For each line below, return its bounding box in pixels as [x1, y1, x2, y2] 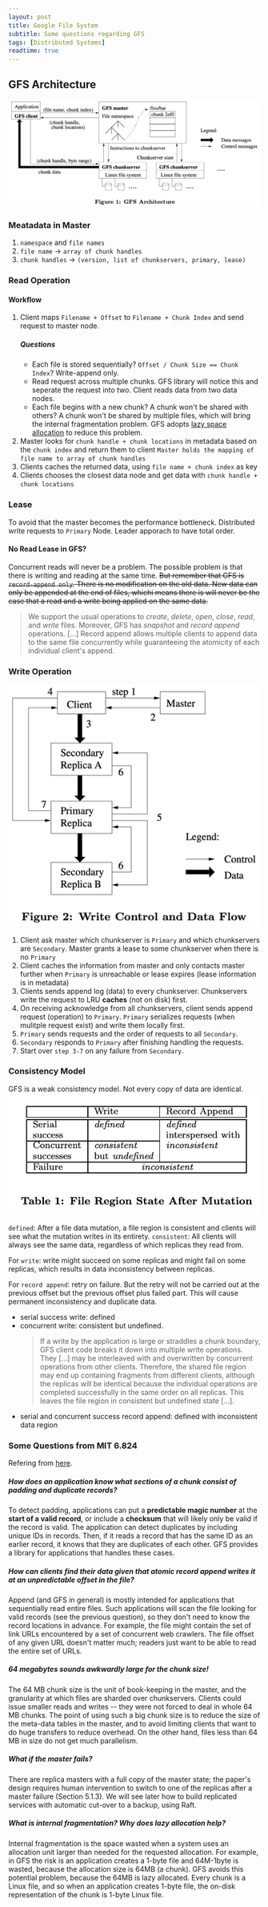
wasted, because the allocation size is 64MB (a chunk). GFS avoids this [8, 1864, 244, 1873]
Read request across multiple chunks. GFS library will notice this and [31, 377, 258, 387]
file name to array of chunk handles [19, 455, 146, 463]
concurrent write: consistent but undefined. [19, 1321, 164, 1330]
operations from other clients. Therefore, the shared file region [39, 1361, 246, 1371]
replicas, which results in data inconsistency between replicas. [8, 1264, 215, 1273]
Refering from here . [8, 1458, 73, 1467]
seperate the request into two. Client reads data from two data [31, 385, 238, 395]
